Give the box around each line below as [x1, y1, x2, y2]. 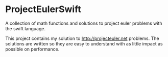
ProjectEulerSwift [5, 4, 82, 15]
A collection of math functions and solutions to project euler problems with [5, 20, 162, 26]
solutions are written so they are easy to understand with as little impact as [5, 40, 163, 46]
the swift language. [5, 25, 46, 31]
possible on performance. [5, 46, 60, 52]
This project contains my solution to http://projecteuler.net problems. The [5, 35, 159, 41]
